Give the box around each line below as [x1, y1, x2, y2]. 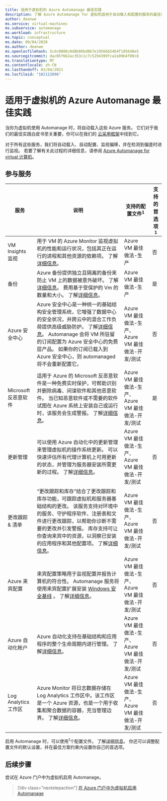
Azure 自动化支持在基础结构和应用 [37, 633, 117, 640]
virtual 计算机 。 [5, 153, 37, 159]
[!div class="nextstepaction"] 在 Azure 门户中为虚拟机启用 [17, 785, 137, 791]
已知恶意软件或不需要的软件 [53, 394, 118, 401]
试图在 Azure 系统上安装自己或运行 [37, 402, 118, 409]
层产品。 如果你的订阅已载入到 [37, 346, 108, 353]
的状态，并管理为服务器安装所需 [37, 461, 112, 468]
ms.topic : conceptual [5, 35, 50, 40]
